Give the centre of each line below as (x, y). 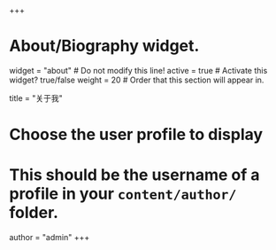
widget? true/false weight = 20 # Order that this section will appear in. (137, 80)
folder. (34, 213)
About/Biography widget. (104, 46)
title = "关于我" (36, 98)
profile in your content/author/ (123, 194)
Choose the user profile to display (136, 135)
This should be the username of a (134, 175)
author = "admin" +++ (50, 238)
